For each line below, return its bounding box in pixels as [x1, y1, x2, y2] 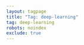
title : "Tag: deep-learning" [6, 14, 79, 20]
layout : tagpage [6, 8, 46, 15]
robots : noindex [6, 25, 46, 31]
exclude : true [6, 30, 42, 36]
